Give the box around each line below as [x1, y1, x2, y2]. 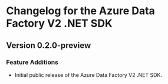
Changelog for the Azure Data [6, 4, 155, 18]
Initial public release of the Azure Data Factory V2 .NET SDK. [14, 71, 162, 78]
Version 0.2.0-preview [6, 40, 91, 50]
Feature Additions [6, 58, 59, 66]
